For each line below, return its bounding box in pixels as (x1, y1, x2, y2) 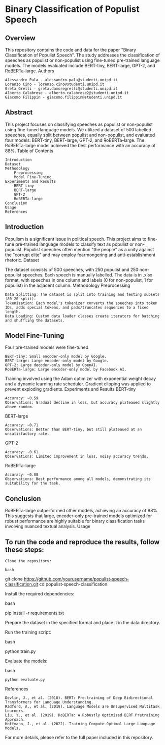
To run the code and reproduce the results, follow (5, 537, 160, 546)
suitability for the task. (5, 481, 61, 486)
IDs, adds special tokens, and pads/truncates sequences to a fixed (5, 305, 149, 310)
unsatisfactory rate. (5, 431, 50, 436)
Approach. (5, 717, 26, 722)
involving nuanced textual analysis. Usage (5, 524, 91, 530)
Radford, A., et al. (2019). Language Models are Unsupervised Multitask (5, 704, 160, 709)
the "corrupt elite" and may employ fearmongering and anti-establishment (5, 252, 156, 258)
